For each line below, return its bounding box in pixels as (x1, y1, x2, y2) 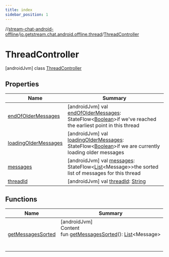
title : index (5, 7, 33, 13)
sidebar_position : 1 (5, 12, 49, 17)
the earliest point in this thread (67, 122, 140, 129)
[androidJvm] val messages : (67, 157, 135, 164)
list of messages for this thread (67, 170, 141, 177)
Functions (5, 195, 38, 203)
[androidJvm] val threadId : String (67, 178, 146, 185)
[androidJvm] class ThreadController (5, 65, 82, 71)
